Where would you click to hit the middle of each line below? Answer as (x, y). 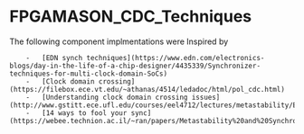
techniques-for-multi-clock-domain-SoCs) (89, 74)
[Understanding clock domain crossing (115, 97)
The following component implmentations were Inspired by (119, 41)
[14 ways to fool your (85, 113)
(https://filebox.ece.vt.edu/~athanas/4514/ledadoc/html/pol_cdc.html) (147, 89)
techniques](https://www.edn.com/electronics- (176, 58)
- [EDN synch (54, 58)
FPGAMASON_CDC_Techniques (130, 17)
